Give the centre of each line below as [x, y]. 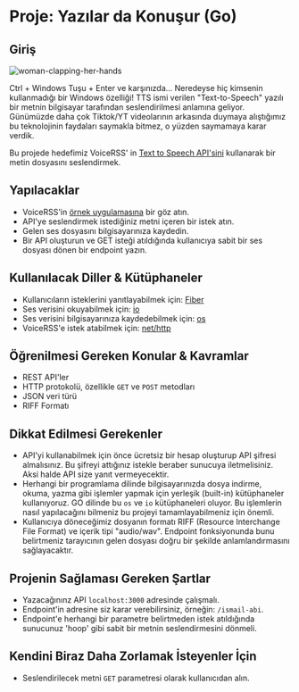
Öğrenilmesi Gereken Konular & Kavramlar [129, 356]
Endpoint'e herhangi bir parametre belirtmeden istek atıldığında [138, 619]
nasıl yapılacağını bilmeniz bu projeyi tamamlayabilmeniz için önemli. [148, 513]
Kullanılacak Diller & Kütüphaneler [106, 278]
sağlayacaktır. [48, 550]
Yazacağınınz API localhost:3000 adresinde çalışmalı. [121, 600]
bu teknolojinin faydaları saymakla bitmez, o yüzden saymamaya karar [138, 126]
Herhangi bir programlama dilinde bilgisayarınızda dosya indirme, [142, 484]
